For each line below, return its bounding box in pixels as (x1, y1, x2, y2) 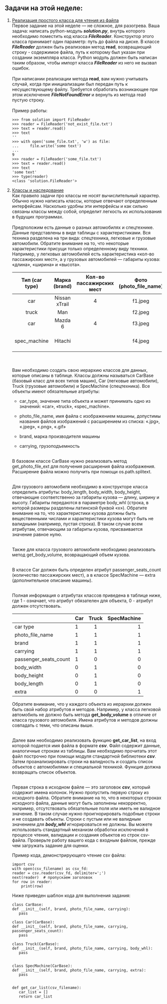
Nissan (54, 294, 71, 301)
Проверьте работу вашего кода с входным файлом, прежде (27, 837, 156, 843)
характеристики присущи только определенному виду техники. (11, 245, 149, 251)
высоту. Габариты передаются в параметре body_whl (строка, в (11, 499, 149, 505)
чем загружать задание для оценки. (11, 842, 89, 849)
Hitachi (54, 337, 71, 344)
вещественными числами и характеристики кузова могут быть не (11, 515, 154, 521)
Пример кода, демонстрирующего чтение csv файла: (11, 852, 126, 858)
